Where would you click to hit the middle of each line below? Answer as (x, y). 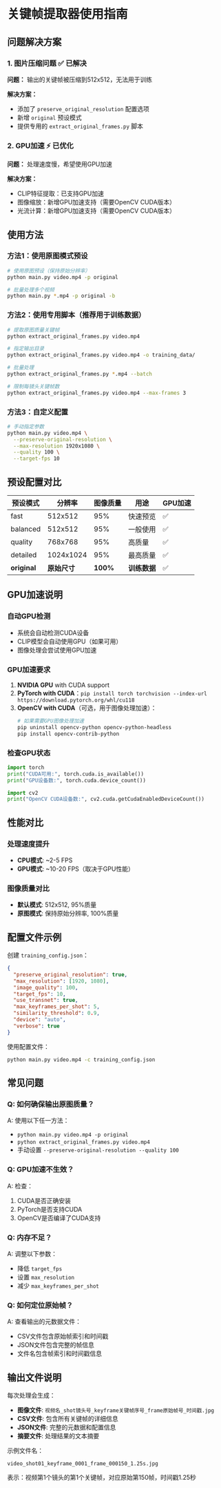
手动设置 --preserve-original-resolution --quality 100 (98, 1150)
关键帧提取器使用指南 (68, 14)
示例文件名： (25, 1450)
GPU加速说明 (35, 595)
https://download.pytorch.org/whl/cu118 (76, 700)
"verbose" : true (36, 1026)
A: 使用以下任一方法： (38, 1121)
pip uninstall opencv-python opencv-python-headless (94, 727)
